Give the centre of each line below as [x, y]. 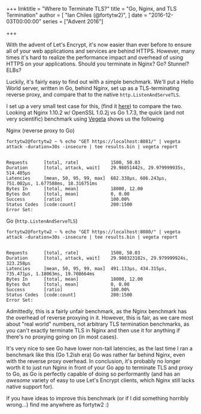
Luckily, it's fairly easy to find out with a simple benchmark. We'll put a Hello [100, 82]
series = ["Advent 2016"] [73, 21]
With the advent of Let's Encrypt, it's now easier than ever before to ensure [99, 45]
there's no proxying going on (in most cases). [62, 337]
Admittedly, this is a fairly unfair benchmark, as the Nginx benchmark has [97, 311]
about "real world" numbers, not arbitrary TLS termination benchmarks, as [98, 324]
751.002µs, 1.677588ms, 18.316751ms [52, 184]
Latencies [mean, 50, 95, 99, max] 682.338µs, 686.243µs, [87, 178]
